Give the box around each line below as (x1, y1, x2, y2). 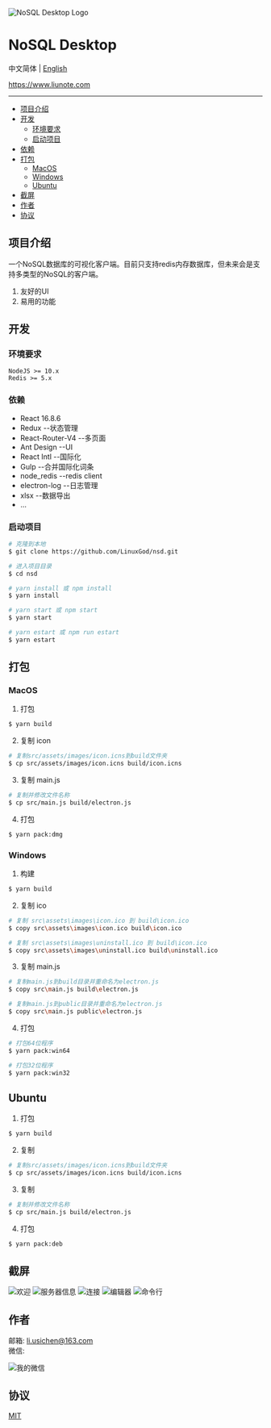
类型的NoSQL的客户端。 (22, 269, 103, 278)
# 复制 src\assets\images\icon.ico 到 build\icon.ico (8, 917, 190, 925)
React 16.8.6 (19, 413, 61, 423)
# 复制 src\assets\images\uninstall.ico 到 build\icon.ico (8, 938, 207, 947)
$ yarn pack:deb (8, 1239, 63, 1248)
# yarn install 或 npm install (8, 584, 113, 592)
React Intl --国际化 (19, 452, 82, 461)
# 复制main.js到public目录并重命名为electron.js (8, 1000, 163, 1008)
